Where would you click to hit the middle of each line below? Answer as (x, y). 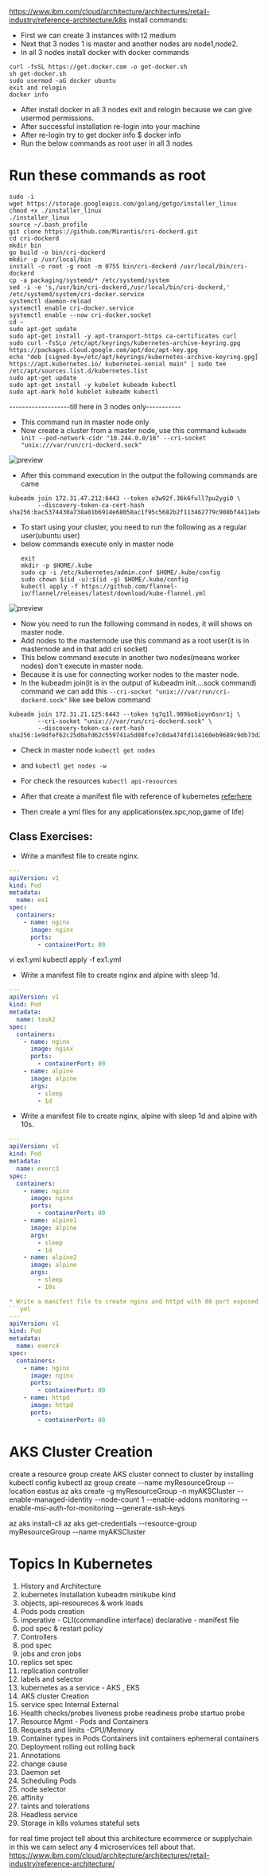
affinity (32, 1797)
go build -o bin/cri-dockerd (57, 252)
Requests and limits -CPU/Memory (77, 1729)
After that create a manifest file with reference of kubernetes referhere (136, 796)
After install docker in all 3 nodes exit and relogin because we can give (136, 109)
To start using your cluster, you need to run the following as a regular (134, 527)
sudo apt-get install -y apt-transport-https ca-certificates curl (123, 336)
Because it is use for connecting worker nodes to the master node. (130, 674)
